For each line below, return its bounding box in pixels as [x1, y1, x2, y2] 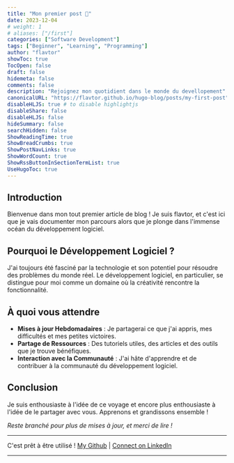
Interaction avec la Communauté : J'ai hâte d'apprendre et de [17, 354, 197, 363]
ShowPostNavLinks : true [7, 146, 77, 153]
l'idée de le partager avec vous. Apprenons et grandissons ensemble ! [7, 407, 209, 416]
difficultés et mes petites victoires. [17, 332, 116, 340]
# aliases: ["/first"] [7, 29, 73, 37]
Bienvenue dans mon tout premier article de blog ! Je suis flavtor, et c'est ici [7, 210, 226, 218]
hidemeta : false [7, 75, 54, 82]
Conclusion [7, 381, 58, 394]
